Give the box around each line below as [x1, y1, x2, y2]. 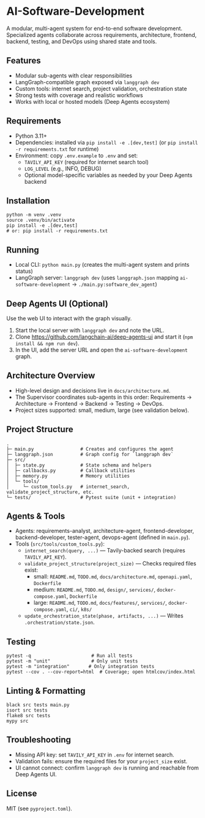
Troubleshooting [6, 734, 72, 745]
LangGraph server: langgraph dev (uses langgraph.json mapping [15, 274, 179, 281]
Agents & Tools [6, 511, 65, 522]
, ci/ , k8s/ [66, 605, 92, 613]
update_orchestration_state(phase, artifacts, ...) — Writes [24, 612, 184, 619]
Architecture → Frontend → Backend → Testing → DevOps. [15, 399, 164, 407]
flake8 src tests [6, 713, 51, 719]
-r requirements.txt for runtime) [15, 145, 99, 152]
